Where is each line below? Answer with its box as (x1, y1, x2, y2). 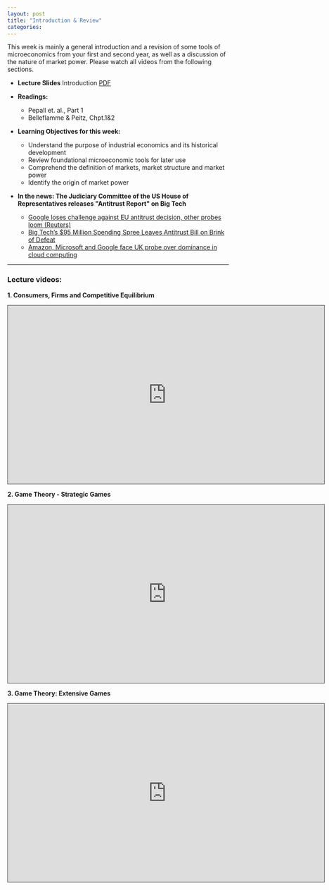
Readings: (17, 92, 49, 101)
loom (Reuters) (27, 221, 72, 229)
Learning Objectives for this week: (17, 128, 121, 136)
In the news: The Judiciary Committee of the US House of (17, 192, 189, 201)
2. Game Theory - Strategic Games (7, 490, 111, 498)
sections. (7, 65, 34, 74)
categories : (7, 23, 42, 30)
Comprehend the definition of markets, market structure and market (27, 163, 225, 172)
